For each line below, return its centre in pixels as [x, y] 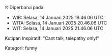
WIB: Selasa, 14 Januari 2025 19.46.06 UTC [58, 18]
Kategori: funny [21, 48]
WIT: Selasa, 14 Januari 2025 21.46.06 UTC [58, 28]
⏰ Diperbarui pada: [25, 7]
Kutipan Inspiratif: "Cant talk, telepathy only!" [52, 38]
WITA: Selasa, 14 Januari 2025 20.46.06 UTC [60, 23]
